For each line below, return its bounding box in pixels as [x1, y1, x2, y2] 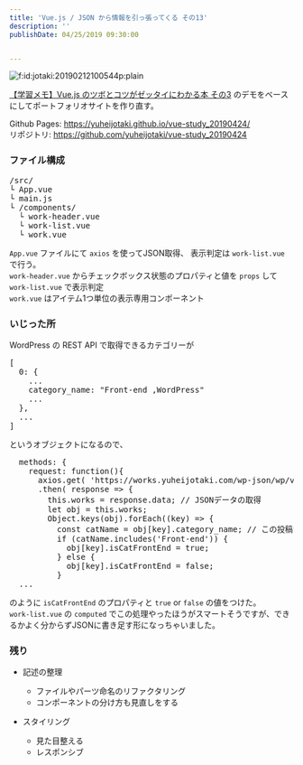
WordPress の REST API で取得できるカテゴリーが [9, 340, 195, 350]
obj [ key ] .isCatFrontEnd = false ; [66, 561, 215, 571]
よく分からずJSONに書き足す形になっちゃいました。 [24, 620, 221, 630]
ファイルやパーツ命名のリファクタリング [35, 686, 187, 696]
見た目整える [35, 735, 84, 746]
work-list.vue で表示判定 [9, 281, 105, 292]
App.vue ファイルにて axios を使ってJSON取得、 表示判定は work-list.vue [9, 247, 286, 258]
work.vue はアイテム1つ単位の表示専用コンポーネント [9, 293, 205, 303]
